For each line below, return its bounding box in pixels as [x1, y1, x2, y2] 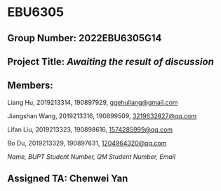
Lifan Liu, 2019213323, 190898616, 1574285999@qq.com [7, 125, 173, 134]
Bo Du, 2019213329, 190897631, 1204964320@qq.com [7, 139, 167, 147]
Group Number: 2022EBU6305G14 [7, 32, 162, 44]
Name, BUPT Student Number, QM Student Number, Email [7, 152, 176, 161]
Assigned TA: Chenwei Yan [7, 173, 128, 185]
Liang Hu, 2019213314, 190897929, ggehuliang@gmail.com [7, 98, 178, 106]
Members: [7, 80, 54, 92]
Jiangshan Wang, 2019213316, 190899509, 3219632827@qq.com [7, 111, 197, 120]
